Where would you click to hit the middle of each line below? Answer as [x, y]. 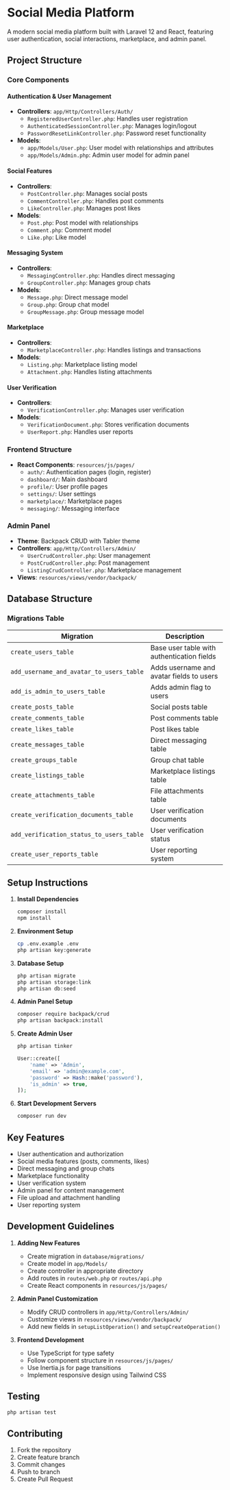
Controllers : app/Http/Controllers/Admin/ [77, 548]
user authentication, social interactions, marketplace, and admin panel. [107, 38]
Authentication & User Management [59, 96]
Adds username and [183, 668]
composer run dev [42, 1116]
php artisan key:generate [54, 950]
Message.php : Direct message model [78, 297]
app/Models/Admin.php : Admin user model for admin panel [108, 155]
